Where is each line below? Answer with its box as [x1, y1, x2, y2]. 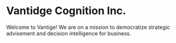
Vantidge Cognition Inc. [6, 4, 127, 18]
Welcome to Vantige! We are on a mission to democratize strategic [6, 24, 171, 31]
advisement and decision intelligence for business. [6, 29, 132, 37]
